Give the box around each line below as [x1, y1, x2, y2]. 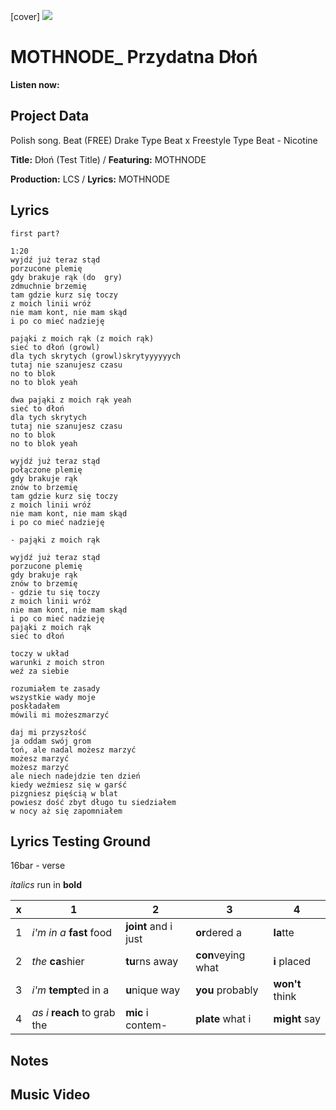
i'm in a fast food [31, 926, 113, 940]
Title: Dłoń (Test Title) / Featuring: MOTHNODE [10, 153, 207, 165]
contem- [125, 1018, 168, 1032]
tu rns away [125, 955, 179, 969]
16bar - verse [10, 860, 66, 872]
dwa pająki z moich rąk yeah [10, 395, 132, 405]
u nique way [125, 983, 181, 997]
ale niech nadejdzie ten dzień [10, 771, 141, 781]
